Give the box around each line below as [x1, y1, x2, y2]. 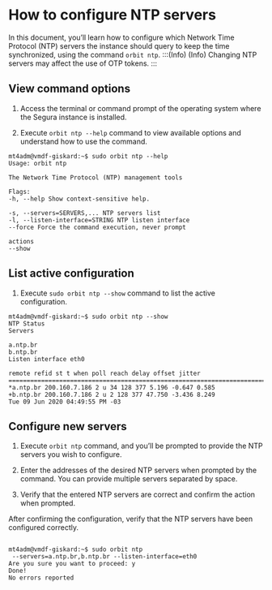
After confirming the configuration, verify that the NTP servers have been [8, 514, 253, 524]
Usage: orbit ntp [8, 159, 67, 167]
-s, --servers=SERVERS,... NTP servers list [8, 209, 161, 217]
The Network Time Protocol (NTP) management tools [8, 173, 183, 182]
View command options [8, 82, 131, 96]
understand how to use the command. [19, 136, 148, 146]
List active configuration [8, 266, 135, 281]
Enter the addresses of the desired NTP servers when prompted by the [19, 465, 257, 476]
